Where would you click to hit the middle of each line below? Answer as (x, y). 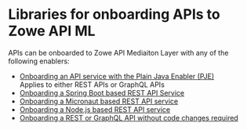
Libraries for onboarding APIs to (114, 14)
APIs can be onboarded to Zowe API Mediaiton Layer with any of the (118, 52)
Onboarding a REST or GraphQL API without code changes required (129, 117)
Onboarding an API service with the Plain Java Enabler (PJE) (117, 76)
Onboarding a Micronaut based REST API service (99, 101)
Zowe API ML (52, 31)
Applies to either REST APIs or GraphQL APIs (92, 85)
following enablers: (39, 61)
